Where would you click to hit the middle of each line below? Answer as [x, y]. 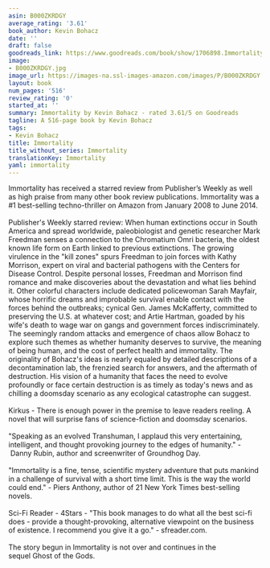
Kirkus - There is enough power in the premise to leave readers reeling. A [130, 410]
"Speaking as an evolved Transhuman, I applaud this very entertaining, [125, 436]
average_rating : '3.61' [48, 23]
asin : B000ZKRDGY [37, 16]
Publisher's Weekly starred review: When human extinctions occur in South [133, 223]
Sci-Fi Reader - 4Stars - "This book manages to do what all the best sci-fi [130, 513]
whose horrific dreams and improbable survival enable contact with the [127, 299]
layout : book [30, 83]
